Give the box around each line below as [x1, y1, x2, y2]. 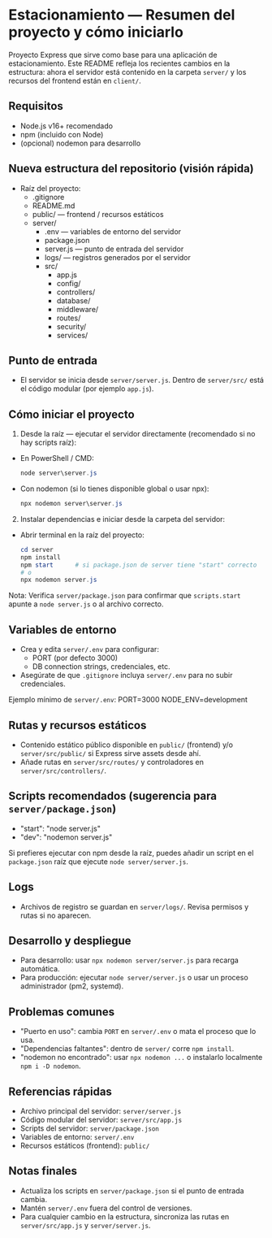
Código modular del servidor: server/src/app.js [19, 1115, 183, 1124]
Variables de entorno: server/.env [19, 1132, 135, 1141]
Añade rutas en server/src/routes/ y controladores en [19, 757, 205, 767]
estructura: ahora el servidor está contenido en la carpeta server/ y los [8, 67, 247, 76]
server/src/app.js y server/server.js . [19, 1220, 151, 1230]
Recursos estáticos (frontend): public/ [19, 1140, 150, 1150]
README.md [32, 201, 76, 211]
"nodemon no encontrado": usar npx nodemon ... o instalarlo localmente [19, 1053, 263, 1062]
